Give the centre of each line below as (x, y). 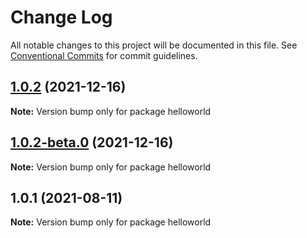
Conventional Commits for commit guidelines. (104, 55)
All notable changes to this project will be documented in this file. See (154, 45)
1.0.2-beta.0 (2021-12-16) (92, 142)
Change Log (61, 17)
